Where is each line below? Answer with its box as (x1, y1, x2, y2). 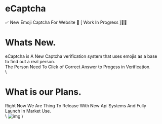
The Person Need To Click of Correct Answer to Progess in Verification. (5, 64, 151, 70)
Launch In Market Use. (5, 108, 51, 114)
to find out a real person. (5, 58, 55, 64)
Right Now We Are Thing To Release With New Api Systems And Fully (5, 102, 147, 109)
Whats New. (5, 37, 56, 48)
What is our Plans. (5, 86, 81, 98)
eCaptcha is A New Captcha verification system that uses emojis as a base (5, 53, 158, 59)
